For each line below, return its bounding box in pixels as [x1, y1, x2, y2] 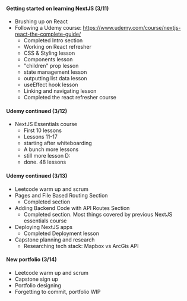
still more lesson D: [23, 152, 71, 159]
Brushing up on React [14, 18, 68, 25]
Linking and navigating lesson [23, 87, 97, 95]
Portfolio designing [14, 281, 61, 289]
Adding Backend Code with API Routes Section [14, 204, 130, 211]
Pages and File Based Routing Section [14, 192, 108, 199]
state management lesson [23, 68, 87, 76]
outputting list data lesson [23, 75, 87, 82]
